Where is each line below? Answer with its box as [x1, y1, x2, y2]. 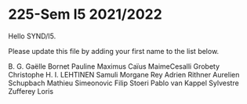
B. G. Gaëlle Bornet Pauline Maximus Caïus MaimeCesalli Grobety [8, 61, 220, 71]
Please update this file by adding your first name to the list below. [8, 46, 220, 56]
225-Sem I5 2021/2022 [8, 5, 162, 23]
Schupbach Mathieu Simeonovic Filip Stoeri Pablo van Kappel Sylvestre [8, 78, 239, 88]
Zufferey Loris [8, 86, 53, 95]
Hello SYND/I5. [8, 31, 56, 41]
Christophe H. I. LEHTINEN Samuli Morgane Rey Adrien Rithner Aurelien [8, 70, 240, 79]
